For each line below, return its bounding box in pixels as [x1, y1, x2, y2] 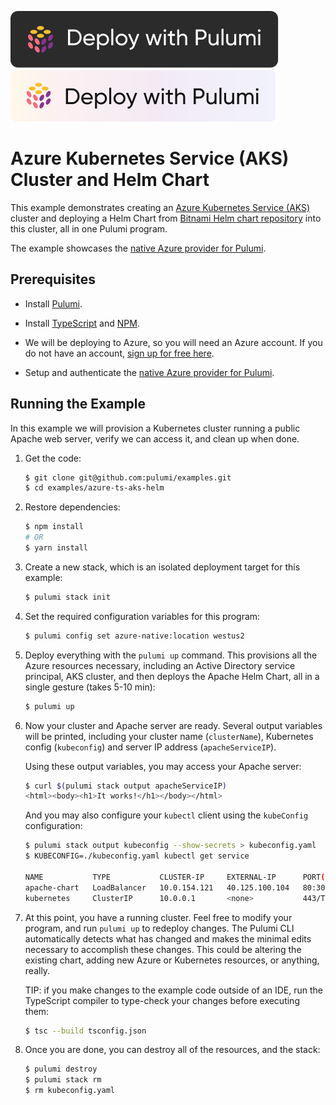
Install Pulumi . [24, 297, 83, 310]
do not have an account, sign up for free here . [24, 347, 215, 359]
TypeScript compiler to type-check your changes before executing [24, 994, 300, 1006]
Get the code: [24, 452, 82, 464]
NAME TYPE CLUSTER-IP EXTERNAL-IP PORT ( [24, 872, 326, 882]
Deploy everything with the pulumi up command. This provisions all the [24, 649, 318, 661]
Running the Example [10, 396, 147, 413]
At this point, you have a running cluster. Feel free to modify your [24, 911, 293, 923]
